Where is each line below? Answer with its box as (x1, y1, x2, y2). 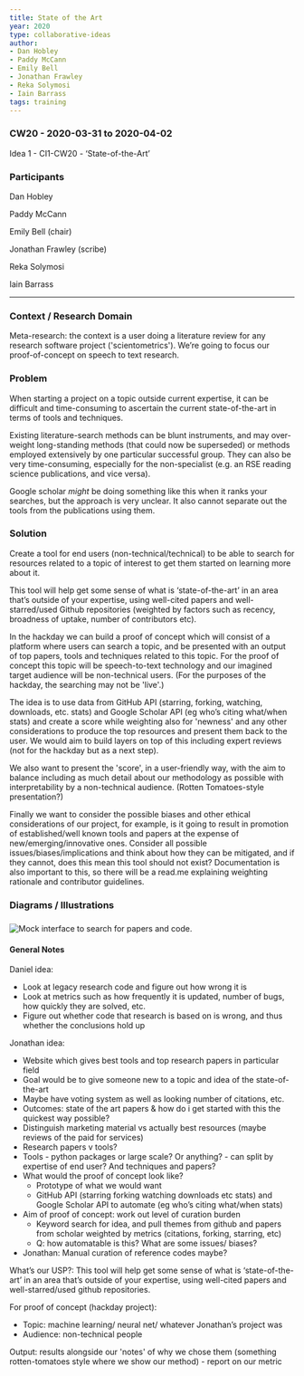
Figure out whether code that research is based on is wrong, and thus (22, 1010, 283, 1021)
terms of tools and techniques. (9, 412, 124, 423)
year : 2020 (9, 22, 51, 31)
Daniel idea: (9, 964, 54, 975)
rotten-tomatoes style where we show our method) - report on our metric (9, 1356, 282, 1367)
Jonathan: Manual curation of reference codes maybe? (22, 1247, 228, 1258)
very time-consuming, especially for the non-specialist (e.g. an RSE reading (9, 458, 291, 469)
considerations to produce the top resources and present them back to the (9, 725, 288, 736)
